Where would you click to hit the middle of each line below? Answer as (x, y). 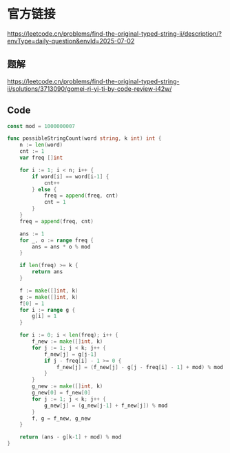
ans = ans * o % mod (61, 246)
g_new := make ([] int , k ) (67, 386)
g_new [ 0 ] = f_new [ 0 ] (61, 393)
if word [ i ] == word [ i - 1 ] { (71, 176)
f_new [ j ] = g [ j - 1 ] (70, 354)
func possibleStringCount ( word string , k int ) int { (84, 138)
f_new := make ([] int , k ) (67, 341)
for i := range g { (48, 310)
